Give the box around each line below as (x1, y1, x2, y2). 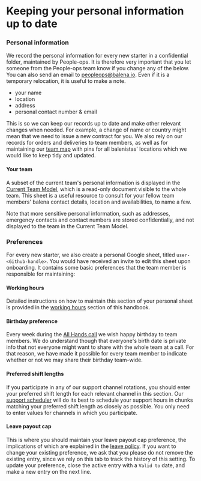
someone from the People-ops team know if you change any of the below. (6, 65, 190, 72)
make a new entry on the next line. (6, 468, 92, 475)
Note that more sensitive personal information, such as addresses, (6, 210, 170, 217)
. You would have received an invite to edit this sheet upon (46, 257, 191, 265)
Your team (6, 166, 33, 173)
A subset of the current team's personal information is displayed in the (6, 179, 181, 186)
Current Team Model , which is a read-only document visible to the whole (6, 185, 187, 193)
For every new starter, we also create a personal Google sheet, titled (6, 251, 175, 258)
